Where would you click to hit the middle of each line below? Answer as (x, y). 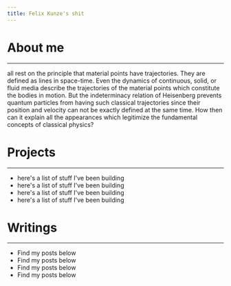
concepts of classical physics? (51, 124)
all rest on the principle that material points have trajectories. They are (106, 73)
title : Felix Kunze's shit (46, 13)
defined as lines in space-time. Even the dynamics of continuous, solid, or (112, 81)
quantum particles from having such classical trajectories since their (104, 102)
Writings (32, 227)
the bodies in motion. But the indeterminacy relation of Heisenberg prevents (114, 95)
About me (36, 47)
